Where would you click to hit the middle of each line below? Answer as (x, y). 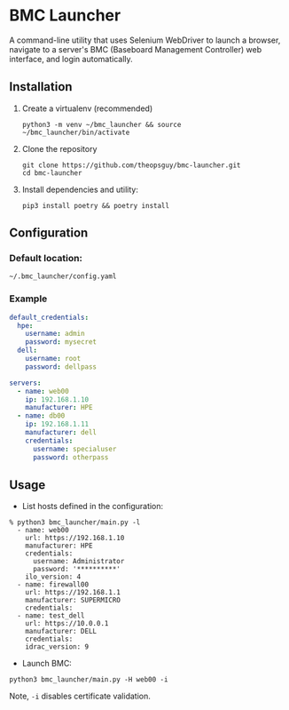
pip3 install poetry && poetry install (96, 205)
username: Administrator (78, 562)
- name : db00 (41, 416)
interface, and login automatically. (71, 59)
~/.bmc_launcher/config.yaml (63, 276)
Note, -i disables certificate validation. (80, 696)
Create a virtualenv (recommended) (87, 108)
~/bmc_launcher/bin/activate (76, 132)
